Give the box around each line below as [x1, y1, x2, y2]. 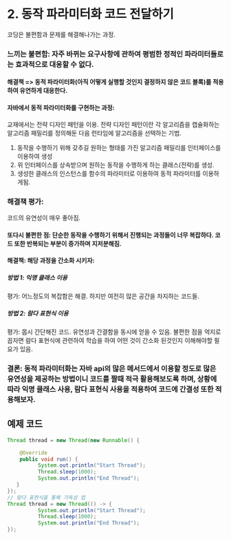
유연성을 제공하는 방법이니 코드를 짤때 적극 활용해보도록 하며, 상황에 [7, 374, 217, 383]
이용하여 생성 [16, 152, 53, 160]
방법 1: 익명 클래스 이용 [7, 273, 67, 282]
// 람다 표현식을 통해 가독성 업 [7, 494, 86, 501]
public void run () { [19, 456, 78, 463]
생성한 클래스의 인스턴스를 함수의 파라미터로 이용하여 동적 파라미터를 [16, 169, 201, 178]
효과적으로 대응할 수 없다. [14, 59, 94, 69]
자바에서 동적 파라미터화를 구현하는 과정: [7, 104, 115, 112]
